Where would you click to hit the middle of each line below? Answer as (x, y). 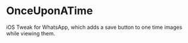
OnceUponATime (50, 11)
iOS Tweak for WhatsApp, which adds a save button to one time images (94, 27)
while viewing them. (31, 33)
